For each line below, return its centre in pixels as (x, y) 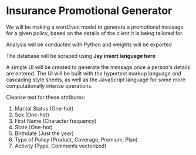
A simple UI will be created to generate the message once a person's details (98, 67)
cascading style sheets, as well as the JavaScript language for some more (96, 80)
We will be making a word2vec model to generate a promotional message (95, 27)
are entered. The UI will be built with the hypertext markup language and (94, 73)
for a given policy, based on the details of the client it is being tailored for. (95, 33)
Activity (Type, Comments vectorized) (60, 146)
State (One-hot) (33, 127)
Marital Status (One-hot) (44, 108)
